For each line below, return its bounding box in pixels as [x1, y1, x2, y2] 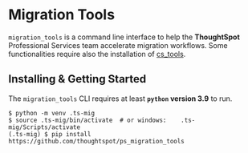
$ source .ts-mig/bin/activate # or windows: [8, 116, 167, 124]
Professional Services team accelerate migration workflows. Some [8, 40, 228, 50]
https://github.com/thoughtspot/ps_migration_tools [8, 137, 185, 145]
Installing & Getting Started [8, 72, 147, 86]
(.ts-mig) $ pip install [8, 130, 91, 138]
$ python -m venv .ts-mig [8, 109, 95, 117]
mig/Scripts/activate [8, 123, 81, 131]
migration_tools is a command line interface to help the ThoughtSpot [8, 32, 241, 42]
